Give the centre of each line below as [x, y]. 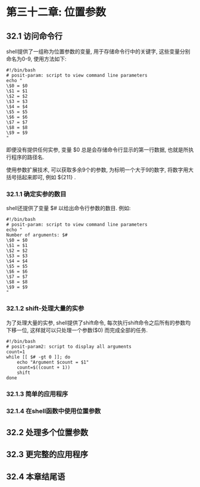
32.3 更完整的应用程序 [47, 455]
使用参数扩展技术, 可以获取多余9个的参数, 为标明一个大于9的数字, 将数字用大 [100, 170]
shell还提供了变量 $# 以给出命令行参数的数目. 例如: [68, 208]
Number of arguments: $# [37, 235]
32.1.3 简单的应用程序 [37, 394]
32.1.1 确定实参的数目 [36, 194]
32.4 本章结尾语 [36, 477]
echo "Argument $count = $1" [53, 362]
